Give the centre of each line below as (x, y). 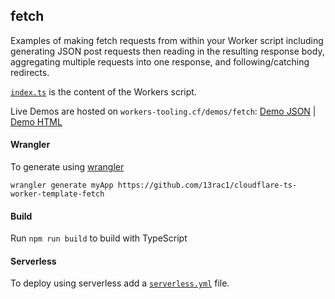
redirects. (30, 72)
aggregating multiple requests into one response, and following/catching (160, 61)
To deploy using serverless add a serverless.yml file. (120, 283)
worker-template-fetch (57, 194)
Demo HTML (36, 121)
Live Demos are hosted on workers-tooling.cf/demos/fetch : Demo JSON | (163, 111)
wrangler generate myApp (62, 185)
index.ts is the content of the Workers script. (103, 91)
